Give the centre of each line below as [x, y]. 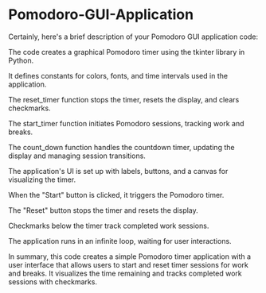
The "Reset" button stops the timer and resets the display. [104, 210]
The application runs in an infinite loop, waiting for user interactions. [120, 241]
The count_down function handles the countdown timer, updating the [121, 147]
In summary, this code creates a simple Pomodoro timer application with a [130, 256]
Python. [21, 60]
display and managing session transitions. [77, 156]
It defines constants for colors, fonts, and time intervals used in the [118, 75]
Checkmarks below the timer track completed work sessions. [109, 226]
